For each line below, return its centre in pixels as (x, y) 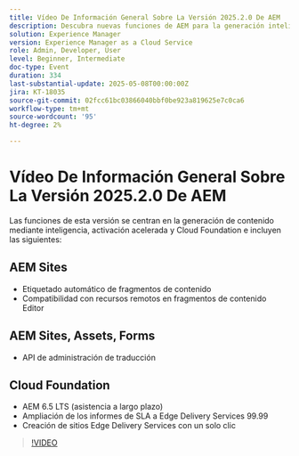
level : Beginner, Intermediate (67, 59)
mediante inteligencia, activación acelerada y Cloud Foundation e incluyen (145, 230)
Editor (33, 307)
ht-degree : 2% (36, 126)
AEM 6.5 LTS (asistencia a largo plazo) (93, 407)
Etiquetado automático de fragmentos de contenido (117, 289)
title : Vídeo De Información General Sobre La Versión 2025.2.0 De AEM (145, 17)
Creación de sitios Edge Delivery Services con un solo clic (129, 426)
